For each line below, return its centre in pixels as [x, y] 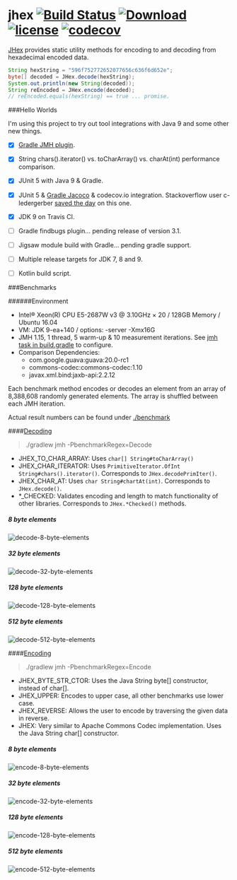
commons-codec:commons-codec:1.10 [86, 367]
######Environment [38, 301]
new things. [25, 131]
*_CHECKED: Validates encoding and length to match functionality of [118, 495]
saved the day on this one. [93, 203]
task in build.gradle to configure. [66, 345]
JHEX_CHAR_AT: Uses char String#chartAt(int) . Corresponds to [114, 481]
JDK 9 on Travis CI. [46, 216]
